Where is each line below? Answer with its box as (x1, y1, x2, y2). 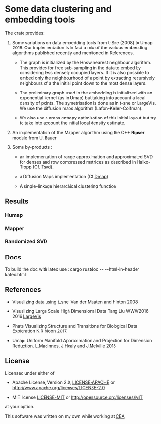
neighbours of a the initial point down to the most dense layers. (19, 80, 147, 86)
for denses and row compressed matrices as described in (19, 159, 136, 165)
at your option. (5, 403, 35, 409)
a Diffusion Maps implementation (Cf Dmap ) (19, 173, 109, 179)
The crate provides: (5, 30, 45, 36)
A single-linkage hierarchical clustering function (19, 183, 116, 189)
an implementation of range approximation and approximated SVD (19, 153, 153, 160)
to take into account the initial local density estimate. (19, 120, 126, 126)
